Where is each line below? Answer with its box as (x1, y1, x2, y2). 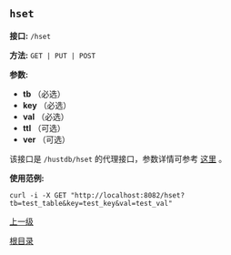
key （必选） (22, 99, 72, 110)
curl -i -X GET (9, 190, 67, 199)
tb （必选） (22, 88, 65, 99)
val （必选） (22, 111, 69, 122)
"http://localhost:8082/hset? (70, 190, 185, 199)
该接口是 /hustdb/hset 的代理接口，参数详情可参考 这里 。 (9, 153, 227, 164)
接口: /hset (9, 30, 52, 41)
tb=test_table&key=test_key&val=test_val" (9, 199, 173, 208)
